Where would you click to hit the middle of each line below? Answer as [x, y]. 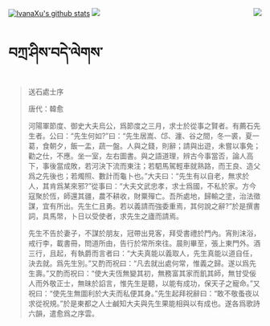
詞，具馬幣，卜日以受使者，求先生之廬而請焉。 [105, 216]
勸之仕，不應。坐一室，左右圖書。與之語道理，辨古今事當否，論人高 [141, 156]
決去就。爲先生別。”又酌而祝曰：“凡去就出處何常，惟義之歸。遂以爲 [139, 263]
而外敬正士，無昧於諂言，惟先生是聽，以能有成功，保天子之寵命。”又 [147, 283]
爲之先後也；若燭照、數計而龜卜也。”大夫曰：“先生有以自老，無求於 [139, 176]
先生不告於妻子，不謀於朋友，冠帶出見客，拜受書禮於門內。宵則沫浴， [144, 233]
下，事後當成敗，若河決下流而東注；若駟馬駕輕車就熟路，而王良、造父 [144, 165]
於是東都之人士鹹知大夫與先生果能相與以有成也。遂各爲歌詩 [162, 303]
